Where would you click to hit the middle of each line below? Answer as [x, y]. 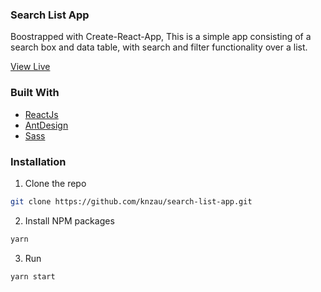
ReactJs [41, 114]
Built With [35, 93]
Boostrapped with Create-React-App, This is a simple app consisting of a [161, 37]
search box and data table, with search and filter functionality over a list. [159, 47]
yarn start [33, 276]
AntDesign [46, 125]
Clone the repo [55, 183]
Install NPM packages [69, 220]
